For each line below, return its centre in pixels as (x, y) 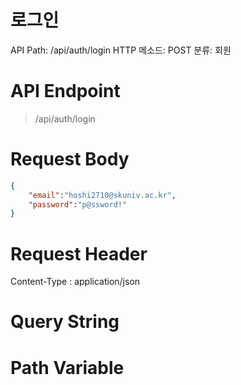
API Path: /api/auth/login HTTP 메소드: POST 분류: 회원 (121, 50)
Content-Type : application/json (75, 282)
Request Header (79, 253)
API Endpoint (65, 91)
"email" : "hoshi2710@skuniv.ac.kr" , (102, 195)
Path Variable (67, 367)
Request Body (70, 159)
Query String (65, 322)
